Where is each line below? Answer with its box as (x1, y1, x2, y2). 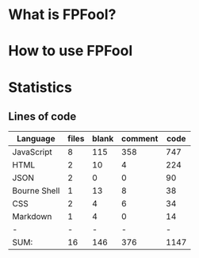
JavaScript (12, 147, 53, 158)
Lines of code (8, 110, 77, 123)
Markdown (12, 211, 52, 222)
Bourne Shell (12, 185, 60, 196)
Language (17, 133, 55, 144)
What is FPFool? (8, 6, 117, 24)
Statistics (8, 78, 73, 96)
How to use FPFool (8, 42, 133, 60)
